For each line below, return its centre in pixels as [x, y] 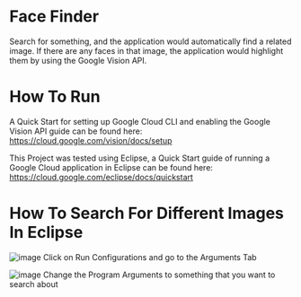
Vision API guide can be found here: [76, 131]
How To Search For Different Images [147, 214]
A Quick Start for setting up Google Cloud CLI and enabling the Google [140, 121]
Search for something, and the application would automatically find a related [150, 41]
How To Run [55, 97]
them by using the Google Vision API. [78, 60]
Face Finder [54, 17]
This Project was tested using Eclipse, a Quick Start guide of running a [140, 158]
